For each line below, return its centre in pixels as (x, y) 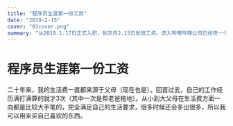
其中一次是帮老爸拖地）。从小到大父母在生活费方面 (143, 98)
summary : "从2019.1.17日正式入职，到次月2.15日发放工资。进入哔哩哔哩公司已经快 (113, 33)
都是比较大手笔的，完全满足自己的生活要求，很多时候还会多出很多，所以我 (119, 107)
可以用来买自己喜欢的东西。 (47, 116)
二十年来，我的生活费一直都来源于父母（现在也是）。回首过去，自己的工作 (112, 90)
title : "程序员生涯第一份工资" (47, 13)
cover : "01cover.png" (38, 26)
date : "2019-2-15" (34, 20)
